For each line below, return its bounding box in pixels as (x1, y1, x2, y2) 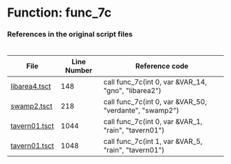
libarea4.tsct (10, 81, 52, 91)
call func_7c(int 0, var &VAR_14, (103, 77, 208, 87)
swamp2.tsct (10, 101, 53, 111)
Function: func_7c (7, 5, 112, 21)
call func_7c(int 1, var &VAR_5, (103, 136, 203, 146)
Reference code (135, 61, 189, 71)
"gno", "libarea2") (103, 86, 162, 96)
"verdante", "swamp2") (103, 105, 179, 115)
